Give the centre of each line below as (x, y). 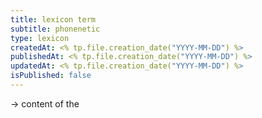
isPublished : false (51, 76)
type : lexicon (40, 38)
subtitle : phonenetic (55, 29)
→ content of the (45, 103)
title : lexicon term (53, 19)
